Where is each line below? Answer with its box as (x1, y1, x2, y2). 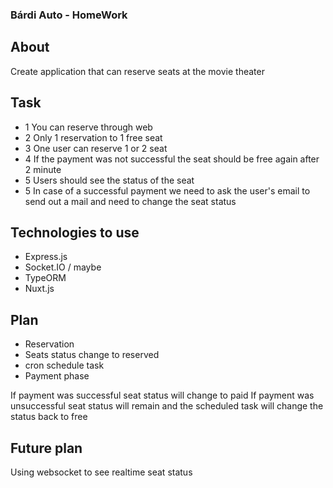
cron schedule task (24, 359, 105, 372)
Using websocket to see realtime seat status (10, 466, 193, 478)
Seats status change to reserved (24, 349, 160, 361)
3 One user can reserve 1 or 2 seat (24, 142, 168, 154)
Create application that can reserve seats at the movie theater (10, 65, 265, 77)
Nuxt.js (24, 283, 55, 295)
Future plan (10, 439, 83, 457)
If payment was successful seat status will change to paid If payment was (10, 389, 315, 402)
